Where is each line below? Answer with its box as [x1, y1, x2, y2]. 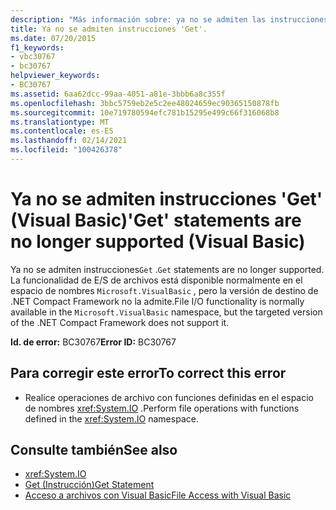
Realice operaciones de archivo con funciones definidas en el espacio [24, 391, 314, 403]
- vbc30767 [10, 52, 56, 62]
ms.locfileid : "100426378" [10, 145, 123, 155]
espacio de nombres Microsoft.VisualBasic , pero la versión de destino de [10, 284, 319, 296]
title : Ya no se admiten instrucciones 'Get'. [10, 24, 208, 34]
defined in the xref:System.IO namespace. [24, 412, 199, 425]
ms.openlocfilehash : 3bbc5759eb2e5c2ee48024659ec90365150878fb [10, 98, 280, 108]
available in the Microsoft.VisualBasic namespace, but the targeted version [10, 306, 323, 318]
